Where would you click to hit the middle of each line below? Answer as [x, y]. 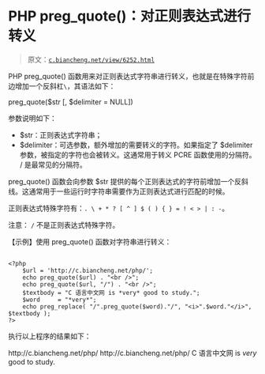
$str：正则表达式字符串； [61, 134]
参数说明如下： [32, 118]
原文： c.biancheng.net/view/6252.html [91, 59]
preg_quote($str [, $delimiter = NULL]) [71, 102]
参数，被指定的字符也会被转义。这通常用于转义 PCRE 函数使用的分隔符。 [138, 154]
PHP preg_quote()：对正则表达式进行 [129, 16]
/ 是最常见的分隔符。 [53, 164]
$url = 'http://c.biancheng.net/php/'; [88, 270]
